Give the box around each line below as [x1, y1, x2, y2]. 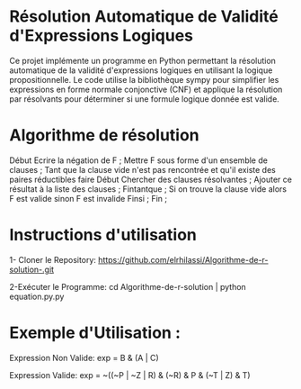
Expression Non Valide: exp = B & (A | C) [9, 352, 159, 363]
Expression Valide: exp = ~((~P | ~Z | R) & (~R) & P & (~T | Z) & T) [9, 369, 251, 380]
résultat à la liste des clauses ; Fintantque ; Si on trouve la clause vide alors [9, 183, 288, 194]
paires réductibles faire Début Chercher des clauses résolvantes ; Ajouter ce [9, 174, 292, 185]
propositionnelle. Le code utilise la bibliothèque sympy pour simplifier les [9, 74, 279, 85]
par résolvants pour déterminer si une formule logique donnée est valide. [9, 93, 280, 104]
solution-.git [9, 264, 55, 275]
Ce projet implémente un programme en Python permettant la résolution [9, 55, 277, 66]
